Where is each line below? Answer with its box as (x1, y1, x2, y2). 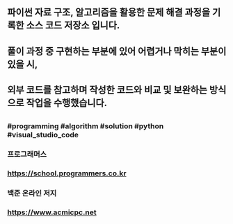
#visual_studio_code (7, 130, 79, 139)
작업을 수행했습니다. (26, 97, 108, 109)
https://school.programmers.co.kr (7, 169, 127, 178)
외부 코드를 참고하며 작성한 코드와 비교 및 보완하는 (7, 84, 207, 96)
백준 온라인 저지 (7, 189, 57, 198)
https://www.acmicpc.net (7, 207, 97, 217)
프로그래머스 (7, 150, 47, 160)
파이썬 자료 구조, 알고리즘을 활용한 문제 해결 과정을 (7, 6, 211, 19)
